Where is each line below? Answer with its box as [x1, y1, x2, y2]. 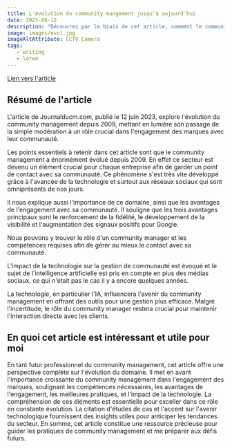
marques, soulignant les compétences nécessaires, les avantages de [7, 383, 204, 391]
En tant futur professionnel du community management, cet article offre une [7, 361, 224, 369]
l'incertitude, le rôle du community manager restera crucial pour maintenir [7, 304, 217, 312]
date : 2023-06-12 [7, 17, 57, 24]
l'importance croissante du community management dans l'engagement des [7, 375, 224, 384]
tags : [7, 42, 23, 49]
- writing [16, 49, 45, 56]
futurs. [7, 434, 26, 442]
